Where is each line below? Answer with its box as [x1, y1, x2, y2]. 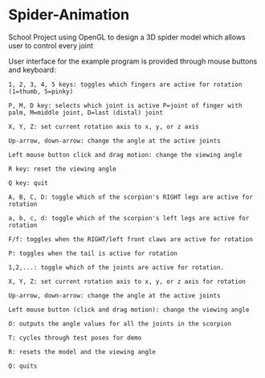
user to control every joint [8, 40, 94, 50]
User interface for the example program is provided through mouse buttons [8, 56, 258, 66]
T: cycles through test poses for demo [8, 334, 142, 342]
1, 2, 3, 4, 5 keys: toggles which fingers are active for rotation [8, 80, 243, 88]
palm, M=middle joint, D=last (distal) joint [8, 109, 163, 117]
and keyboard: [8, 64, 56, 74]
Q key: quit [8, 179, 48, 187]
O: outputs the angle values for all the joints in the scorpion [8, 319, 231, 327]
